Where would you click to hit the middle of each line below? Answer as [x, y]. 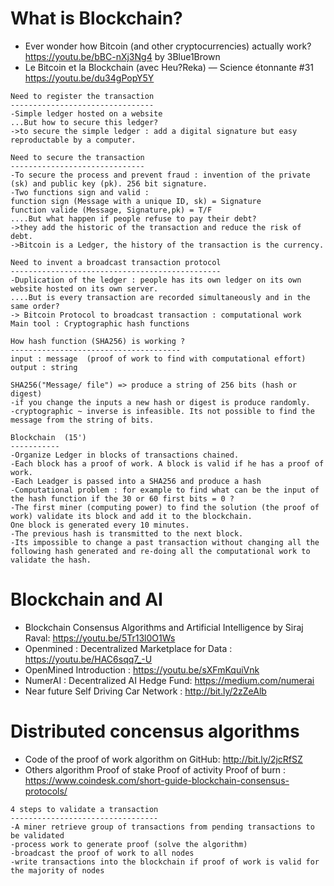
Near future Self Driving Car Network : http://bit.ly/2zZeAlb [145, 691]
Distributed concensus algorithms [155, 731]
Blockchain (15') [48, 437]
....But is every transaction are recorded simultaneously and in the [160, 297]
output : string [44, 367]
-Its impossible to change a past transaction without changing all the [165, 542]
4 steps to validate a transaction [84, 809]
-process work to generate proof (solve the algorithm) [129, 844]
